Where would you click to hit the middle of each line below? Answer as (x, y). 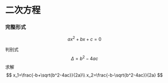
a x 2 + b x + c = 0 (85, 39)
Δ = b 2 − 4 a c (85, 58)
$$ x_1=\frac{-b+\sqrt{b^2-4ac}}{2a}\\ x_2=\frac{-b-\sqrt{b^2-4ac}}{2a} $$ (85, 75)
